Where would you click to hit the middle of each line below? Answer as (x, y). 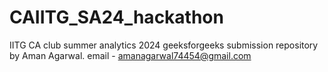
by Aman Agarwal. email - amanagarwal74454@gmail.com (130, 55)
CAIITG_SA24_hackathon (116, 17)
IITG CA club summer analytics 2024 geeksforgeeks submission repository (164, 45)
